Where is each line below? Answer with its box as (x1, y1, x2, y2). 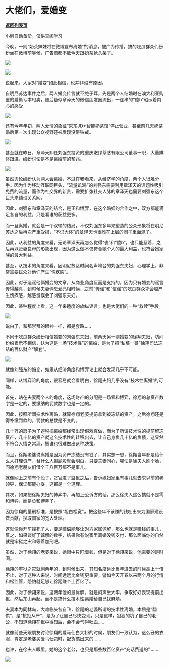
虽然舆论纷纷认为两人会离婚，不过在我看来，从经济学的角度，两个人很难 (5, 176, 155, 182)
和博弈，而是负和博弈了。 (5, 498, 58, 504)
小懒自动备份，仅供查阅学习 (5, 33, 63, 39)
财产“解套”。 (22, 346, 49, 352)
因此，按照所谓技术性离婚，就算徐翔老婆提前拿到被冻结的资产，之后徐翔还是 (5, 411, 164, 417)
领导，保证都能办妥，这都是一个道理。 (5, 481, 84, 487)
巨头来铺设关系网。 (5, 194, 45, 200)
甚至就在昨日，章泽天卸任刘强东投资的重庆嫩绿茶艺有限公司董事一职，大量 (5, 149, 159, 155)
